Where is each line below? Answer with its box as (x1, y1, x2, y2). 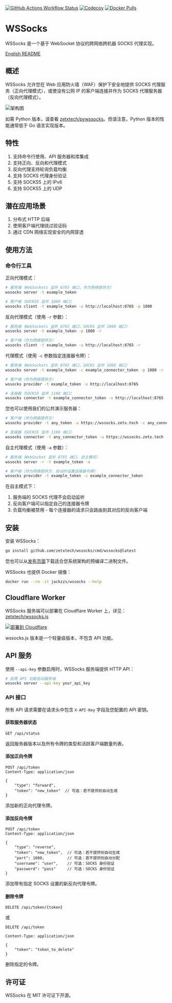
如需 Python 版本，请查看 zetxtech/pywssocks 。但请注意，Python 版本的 (5, 116, 160, 122)
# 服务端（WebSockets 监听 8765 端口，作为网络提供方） (5, 285, 114, 290)
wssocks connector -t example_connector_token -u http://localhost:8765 (5, 395, 164, 401)
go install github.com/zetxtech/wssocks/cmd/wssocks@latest (5, 548, 137, 553)
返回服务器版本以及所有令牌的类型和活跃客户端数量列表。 (5, 740, 126, 746)
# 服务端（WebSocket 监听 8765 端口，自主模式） (5, 454, 100, 459)
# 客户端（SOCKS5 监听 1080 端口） (5, 299, 74, 304)
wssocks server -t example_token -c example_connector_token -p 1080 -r (5, 367, 164, 372)
